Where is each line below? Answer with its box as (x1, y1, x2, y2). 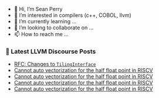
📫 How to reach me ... (13, 31, 69, 37)
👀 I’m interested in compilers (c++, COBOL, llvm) (13, 12, 131, 19)
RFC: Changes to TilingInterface (13, 61, 96, 68)
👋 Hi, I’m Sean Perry (13, 6, 63, 12)
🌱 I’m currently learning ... (13, 18, 77, 24)
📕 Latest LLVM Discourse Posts (5, 47, 96, 55)
